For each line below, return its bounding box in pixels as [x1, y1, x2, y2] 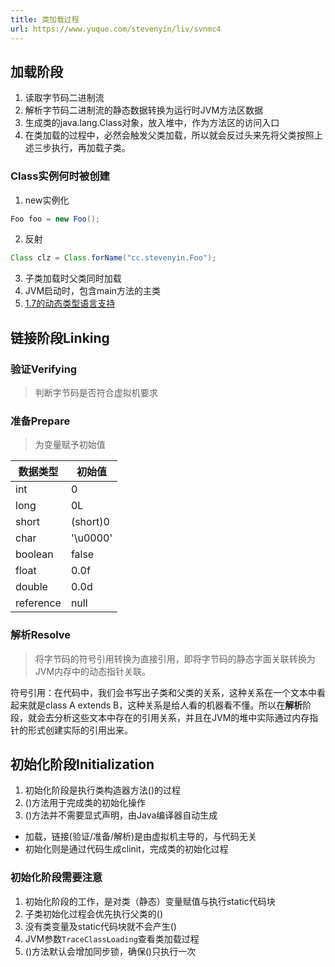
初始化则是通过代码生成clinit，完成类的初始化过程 [24, 843, 229, 855]
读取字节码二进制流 [24, 92, 105, 104]
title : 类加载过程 [10, 14, 80, 25]
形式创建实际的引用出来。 [27, 724, 133, 736]
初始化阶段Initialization [10, 756, 155, 773]
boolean [15, 547, 54, 561]
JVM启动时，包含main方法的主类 [24, 285, 161, 297]
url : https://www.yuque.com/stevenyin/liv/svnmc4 [10, 24, 222, 34]
